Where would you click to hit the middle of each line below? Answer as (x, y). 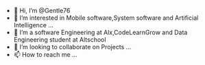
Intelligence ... (33, 25)
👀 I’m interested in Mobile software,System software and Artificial (106, 18)
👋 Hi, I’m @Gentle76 (42, 11)
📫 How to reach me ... (45, 54)
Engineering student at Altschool (60, 40)
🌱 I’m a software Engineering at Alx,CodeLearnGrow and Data (100, 32)
